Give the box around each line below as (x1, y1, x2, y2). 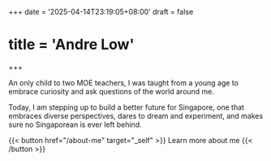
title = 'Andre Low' (8, 36, 135, 54)
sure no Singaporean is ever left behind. (8, 120, 142, 129)
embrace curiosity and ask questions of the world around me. (8, 86, 215, 96)
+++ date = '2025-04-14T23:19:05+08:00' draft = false (8, 7, 194, 16)
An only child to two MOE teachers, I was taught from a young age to (8, 77, 239, 88)
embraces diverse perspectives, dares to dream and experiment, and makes (8, 111, 264, 120)
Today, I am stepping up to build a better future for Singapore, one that (8, 102, 245, 112)
